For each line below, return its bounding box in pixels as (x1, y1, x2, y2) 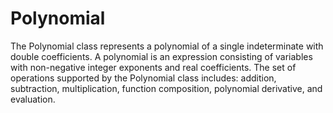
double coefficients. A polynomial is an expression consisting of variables (10, 50, 313, 62)
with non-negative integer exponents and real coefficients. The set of (10, 61, 297, 73)
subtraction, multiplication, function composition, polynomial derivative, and (10, 82, 323, 94)
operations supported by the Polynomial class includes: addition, (10, 72, 277, 84)
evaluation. (10, 93, 56, 105)
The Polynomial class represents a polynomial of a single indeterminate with (10, 40, 324, 52)
